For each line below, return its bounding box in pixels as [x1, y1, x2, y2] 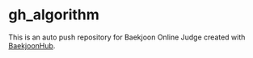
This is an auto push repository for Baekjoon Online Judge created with [8, 32, 246, 42]
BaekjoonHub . [8, 40, 56, 50]
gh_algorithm [8, 6, 99, 24]
